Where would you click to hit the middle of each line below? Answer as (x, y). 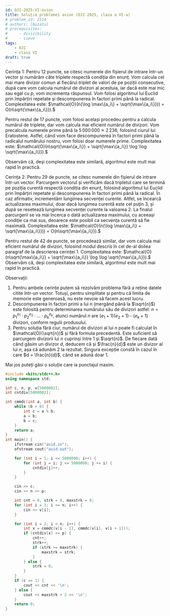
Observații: (17, 278)
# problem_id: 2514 (26, 19)
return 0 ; (25, 604)
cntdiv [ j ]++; (46, 468)
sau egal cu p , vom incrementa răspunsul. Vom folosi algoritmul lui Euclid (82, 93)
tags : (11, 43)
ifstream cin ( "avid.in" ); (42, 444)
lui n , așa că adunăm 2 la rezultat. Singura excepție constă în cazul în (85, 349)
